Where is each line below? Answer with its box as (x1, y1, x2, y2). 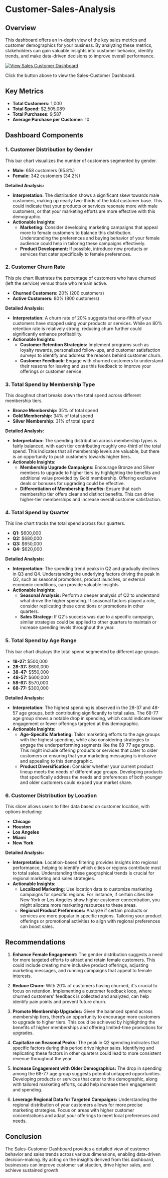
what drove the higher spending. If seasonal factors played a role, (20, 598, 156, 604)
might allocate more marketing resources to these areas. (20, 902, 137, 908)
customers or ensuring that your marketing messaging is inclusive (20, 752, 156, 758)
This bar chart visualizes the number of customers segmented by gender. (5, 158, 157, 164)
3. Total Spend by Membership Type (5, 381, 95, 388)
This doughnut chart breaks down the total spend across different (5, 392, 141, 399)
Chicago (12, 818, 31, 824)
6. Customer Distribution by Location (5, 792, 97, 799)
